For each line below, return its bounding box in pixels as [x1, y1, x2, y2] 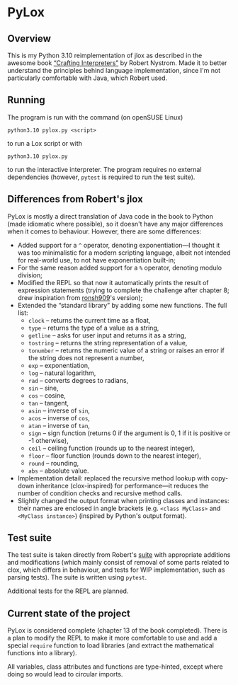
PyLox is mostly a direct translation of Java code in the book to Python [7, 212, 214, 220]
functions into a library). [7, 649, 77, 657]
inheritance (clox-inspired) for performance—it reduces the [35, 481, 209, 490]
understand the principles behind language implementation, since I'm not [7, 67, 221, 74]
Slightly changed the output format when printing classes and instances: [17, 496, 229, 505]
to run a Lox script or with [7, 139, 83, 147]
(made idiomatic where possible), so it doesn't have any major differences [7, 219, 224, 228]
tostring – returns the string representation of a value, [28, 338, 188, 347]
